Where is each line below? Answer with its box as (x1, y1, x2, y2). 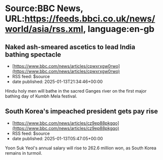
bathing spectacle (5, 50, 61, 59)
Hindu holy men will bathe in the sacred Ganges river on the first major (5, 88, 147, 94)
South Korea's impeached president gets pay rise (5, 107, 158, 115)
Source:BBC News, (5, 3, 84, 14)
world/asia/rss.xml (5, 24, 84, 34)
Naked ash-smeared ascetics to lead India (5, 43, 135, 51)
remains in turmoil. (5, 150, 42, 156)
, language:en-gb (83, 24, 155, 34)
